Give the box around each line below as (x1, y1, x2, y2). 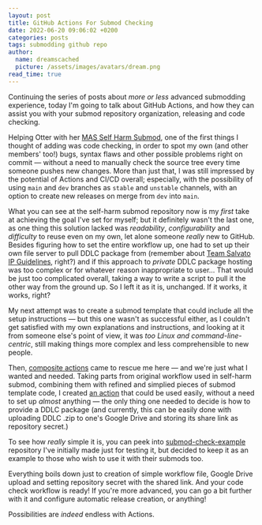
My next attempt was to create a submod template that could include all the (8, 306, 254, 315)
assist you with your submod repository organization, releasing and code (8, 108, 245, 118)
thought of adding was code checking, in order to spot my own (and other (8, 141, 249, 150)
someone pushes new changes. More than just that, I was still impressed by (8, 166, 255, 175)
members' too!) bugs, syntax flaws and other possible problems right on (8, 149, 243, 159)
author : (8, 48, 34, 56)
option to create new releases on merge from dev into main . (8, 191, 200, 201)
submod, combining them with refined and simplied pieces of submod (8, 380, 236, 389)
